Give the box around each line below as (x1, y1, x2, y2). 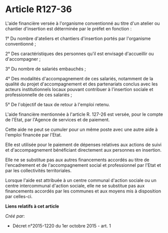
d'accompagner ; (5, 56, 41, 62)
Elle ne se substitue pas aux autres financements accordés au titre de (5, 157, 150, 163)
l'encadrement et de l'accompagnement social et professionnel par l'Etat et (5, 162, 161, 168)
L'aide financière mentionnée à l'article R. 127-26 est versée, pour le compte (5, 111, 163, 117)
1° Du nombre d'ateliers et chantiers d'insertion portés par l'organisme (5, 35, 151, 41)
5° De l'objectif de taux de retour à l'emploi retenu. (5, 101, 110, 107)
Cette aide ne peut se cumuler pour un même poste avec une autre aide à (5, 126, 158, 132)
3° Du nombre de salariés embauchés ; (5, 66, 87, 72)
